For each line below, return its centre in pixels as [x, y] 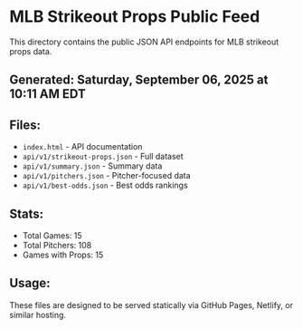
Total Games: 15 [52, 235]
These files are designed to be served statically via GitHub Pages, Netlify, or [151, 305]
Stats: [27, 213]
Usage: [30, 283]
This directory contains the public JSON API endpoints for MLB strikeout [144, 42]
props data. [31, 51]
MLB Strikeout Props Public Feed [135, 17]
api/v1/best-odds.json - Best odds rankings [105, 185]
